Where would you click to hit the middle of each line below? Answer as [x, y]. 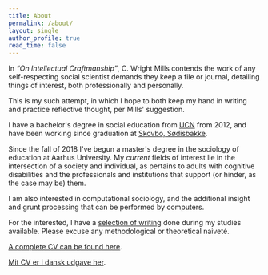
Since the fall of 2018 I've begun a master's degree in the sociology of [124, 149]
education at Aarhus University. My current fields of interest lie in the [122, 158]
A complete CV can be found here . [65, 247]
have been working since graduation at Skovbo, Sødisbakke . [108, 134]
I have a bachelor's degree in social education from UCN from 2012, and [127, 125]
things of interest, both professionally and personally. [96, 86]
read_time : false [37, 46]
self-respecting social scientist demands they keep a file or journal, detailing [134, 77]
